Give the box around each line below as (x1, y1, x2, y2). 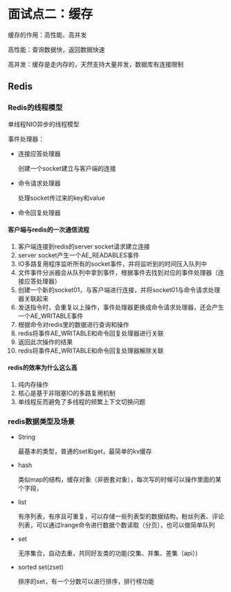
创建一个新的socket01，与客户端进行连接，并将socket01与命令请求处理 (17, 285, 221, 294)
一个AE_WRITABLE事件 (17, 312, 84, 320)
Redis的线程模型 (8, 103, 63, 112)
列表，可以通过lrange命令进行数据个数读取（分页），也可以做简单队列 (17, 521, 215, 530)
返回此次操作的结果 (17, 337, 73, 346)
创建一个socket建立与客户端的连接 (17, 164, 116, 172)
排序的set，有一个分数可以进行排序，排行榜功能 (17, 577, 154, 586)
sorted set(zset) (17, 563, 64, 571)
